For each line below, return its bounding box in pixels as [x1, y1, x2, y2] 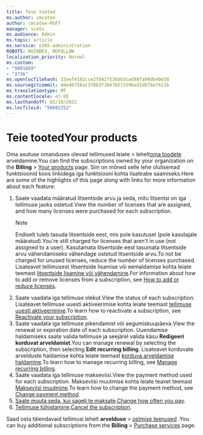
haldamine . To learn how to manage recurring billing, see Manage [15, 359, 178, 366]
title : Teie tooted [6, 8, 56, 15]
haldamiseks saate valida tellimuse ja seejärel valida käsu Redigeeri [15, 333, 184, 340]
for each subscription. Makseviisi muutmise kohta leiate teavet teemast [15, 378, 193, 385]
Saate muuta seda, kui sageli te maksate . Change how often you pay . [15, 397, 186, 405]
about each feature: [6, 183, 56, 190]
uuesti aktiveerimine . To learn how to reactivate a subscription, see [15, 307, 181, 314]
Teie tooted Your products [6, 131, 138, 144]
